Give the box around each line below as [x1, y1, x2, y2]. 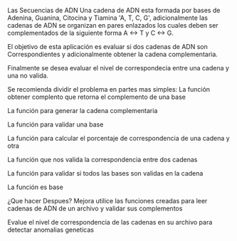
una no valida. [7, 71, 48, 80]
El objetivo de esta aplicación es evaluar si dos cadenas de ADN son [7, 43, 208, 50]
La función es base [7, 183, 64, 191]
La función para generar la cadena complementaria [7, 107, 158, 114]
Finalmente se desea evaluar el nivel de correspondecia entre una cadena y [7, 64, 230, 72]
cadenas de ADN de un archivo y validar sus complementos [7, 204, 183, 213]
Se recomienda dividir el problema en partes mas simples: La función [7, 85, 211, 93]
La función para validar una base [7, 120, 104, 129]
